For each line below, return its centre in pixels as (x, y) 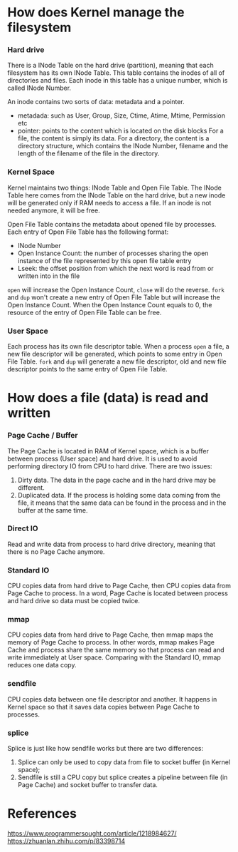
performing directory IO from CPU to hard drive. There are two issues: (110, 466)
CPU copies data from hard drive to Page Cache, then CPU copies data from (119, 586)
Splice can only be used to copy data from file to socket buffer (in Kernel (124, 762)
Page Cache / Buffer (43, 436)
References (42, 814)
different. (31, 487)
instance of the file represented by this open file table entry (104, 260)
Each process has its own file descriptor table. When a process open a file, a (118, 347)
